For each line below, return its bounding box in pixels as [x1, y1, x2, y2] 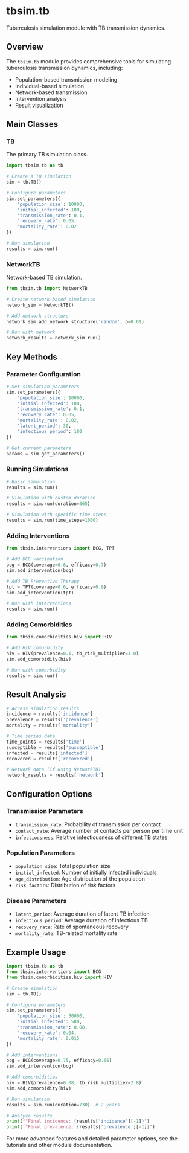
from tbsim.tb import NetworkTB [6, 286, 88, 292]
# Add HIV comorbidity [6, 645, 63, 651]
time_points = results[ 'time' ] [6, 739, 85, 745]
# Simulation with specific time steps [6, 512, 107, 518]
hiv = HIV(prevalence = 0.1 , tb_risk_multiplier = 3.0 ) [6, 650, 139, 657]
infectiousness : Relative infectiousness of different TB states [14, 833, 168, 841]
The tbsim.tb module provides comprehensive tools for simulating [6, 57, 171, 65]
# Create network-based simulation [6, 296, 96, 303]
